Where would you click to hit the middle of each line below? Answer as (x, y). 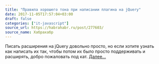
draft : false (18, 19)
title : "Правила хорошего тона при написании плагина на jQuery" (73, 10)
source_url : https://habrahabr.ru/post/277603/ (55, 28)
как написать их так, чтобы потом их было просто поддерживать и (75, 51)
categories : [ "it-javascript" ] (37, 23)
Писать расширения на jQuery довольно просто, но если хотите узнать (80, 46)
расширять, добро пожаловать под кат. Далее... (56, 56)
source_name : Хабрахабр (29, 32)
